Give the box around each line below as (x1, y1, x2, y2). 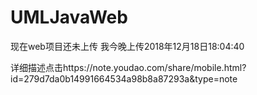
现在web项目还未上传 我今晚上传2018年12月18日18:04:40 (10, 40, 245, 52)
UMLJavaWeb (10, 6, 128, 29)
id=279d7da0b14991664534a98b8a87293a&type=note (10, 72, 238, 85)
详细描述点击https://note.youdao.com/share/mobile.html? (10, 61, 247, 73)
